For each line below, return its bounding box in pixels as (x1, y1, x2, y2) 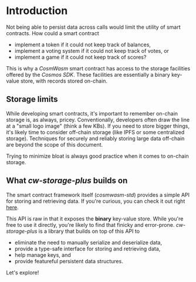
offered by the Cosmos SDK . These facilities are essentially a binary (6, 71, 170, 78)
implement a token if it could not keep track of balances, (14, 41, 151, 48)
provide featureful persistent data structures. (14, 257, 123, 264)
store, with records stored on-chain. (20, 77, 107, 84)
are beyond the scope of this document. (6, 141, 103, 148)
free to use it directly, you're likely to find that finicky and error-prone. (6, 221, 175, 228)
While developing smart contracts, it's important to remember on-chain (6, 110, 178, 117)
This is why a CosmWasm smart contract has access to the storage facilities (6, 64, 191, 72)
